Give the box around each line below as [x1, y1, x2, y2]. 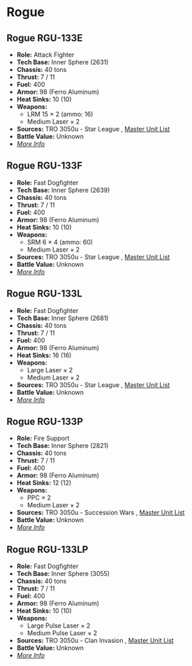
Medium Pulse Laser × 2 [27, 629, 98, 637]
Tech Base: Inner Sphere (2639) [16, 186, 110, 194]
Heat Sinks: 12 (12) [16, 479, 72, 487]
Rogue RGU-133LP [6, 543, 89, 556]
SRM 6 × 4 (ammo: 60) [27, 238, 94, 246]
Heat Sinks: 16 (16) [16, 351, 72, 359]
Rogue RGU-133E [6, 32, 83, 44]
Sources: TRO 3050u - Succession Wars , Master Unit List [16, 508, 185, 517]
